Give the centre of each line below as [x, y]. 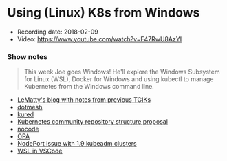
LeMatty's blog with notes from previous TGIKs [84, 100]
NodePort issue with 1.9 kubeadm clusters [77, 144]
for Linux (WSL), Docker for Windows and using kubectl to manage [119, 79]
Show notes [28, 56]
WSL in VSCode [40, 151]
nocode [28, 129]
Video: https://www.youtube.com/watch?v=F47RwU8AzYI [99, 39]
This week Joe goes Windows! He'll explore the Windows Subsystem [122, 72]
